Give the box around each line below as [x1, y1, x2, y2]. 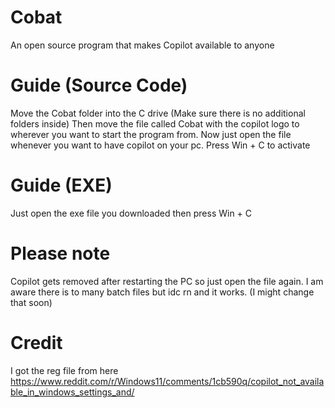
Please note [10, 242, 111, 265]
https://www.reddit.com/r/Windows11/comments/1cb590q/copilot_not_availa [10, 375, 325, 387]
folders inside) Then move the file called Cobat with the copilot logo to [10, 117, 300, 130]
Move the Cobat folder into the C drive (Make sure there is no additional [10, 107, 306, 119]
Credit [10, 331, 63, 354]
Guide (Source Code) [10, 74, 188, 97]
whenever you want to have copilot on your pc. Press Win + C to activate [10, 139, 311, 151]
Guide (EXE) [10, 174, 113, 197]
